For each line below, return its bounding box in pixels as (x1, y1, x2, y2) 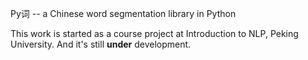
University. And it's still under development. (10, 38, 192, 50)
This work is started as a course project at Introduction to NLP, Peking (10, 28, 299, 39)
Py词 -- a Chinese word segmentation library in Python (10, 8, 237, 19)
